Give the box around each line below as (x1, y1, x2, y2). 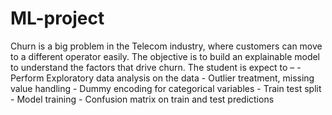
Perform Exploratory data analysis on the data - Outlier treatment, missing (10, 72, 315, 84)
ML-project (10, 7, 105, 30)
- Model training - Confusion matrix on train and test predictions (10, 93, 275, 105)
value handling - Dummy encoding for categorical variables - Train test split (10, 82, 322, 94)
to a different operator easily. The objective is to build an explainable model (10, 50, 321, 62)
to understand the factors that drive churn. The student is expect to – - (10, 61, 302, 73)
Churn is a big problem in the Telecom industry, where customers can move (10, 40, 323, 52)
